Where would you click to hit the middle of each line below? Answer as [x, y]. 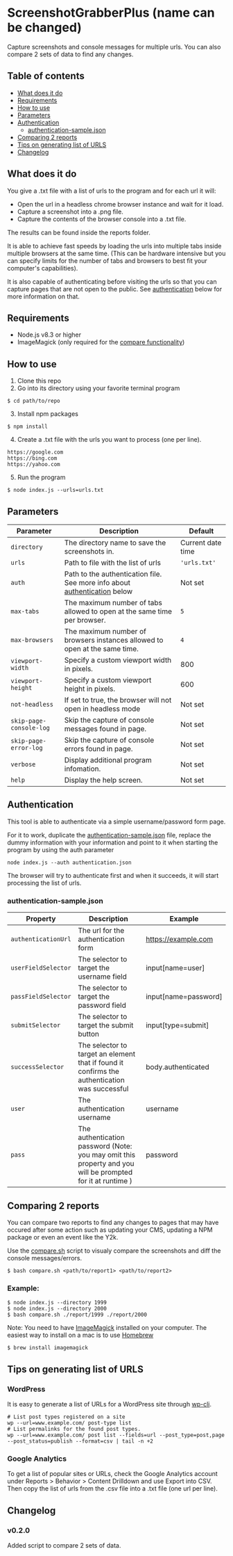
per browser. [85, 620]
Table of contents [46, 76]
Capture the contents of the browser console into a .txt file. [102, 219]
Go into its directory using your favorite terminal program [98, 388]
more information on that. [43, 296]
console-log [31, 728]
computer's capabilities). [43, 268]
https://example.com [179, 939]
